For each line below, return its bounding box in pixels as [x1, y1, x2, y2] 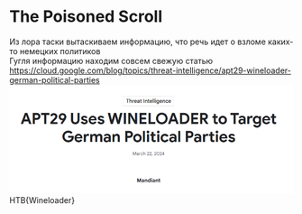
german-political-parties [9, 74, 101, 85]
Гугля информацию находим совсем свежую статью [9, 55, 214, 66]
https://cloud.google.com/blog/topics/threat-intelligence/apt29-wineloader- [9, 65, 291, 76]
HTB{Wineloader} [9, 194, 75, 205]
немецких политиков [19, 45, 101, 56]
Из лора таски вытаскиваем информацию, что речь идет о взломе [9, 36, 266, 47]
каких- [267, 36, 294, 47]
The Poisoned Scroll [9, 6, 163, 27]
